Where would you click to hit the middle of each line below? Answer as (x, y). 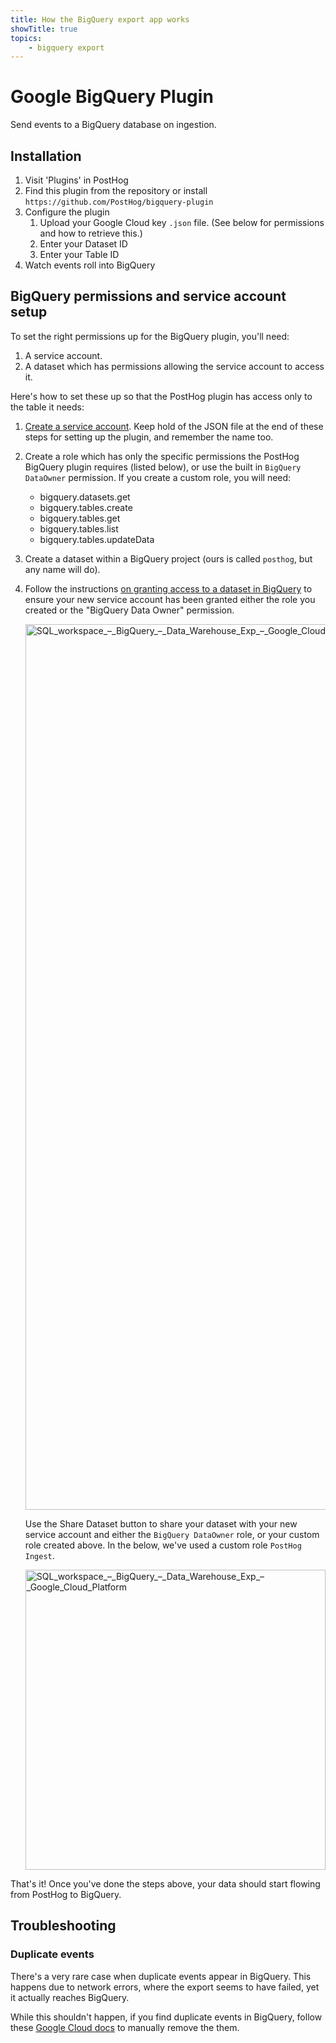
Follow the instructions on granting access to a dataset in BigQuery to (168, 588)
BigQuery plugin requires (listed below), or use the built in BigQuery (163, 467)
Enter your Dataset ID (83, 244)
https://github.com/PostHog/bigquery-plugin (119, 202)
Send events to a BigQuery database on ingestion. (113, 125)
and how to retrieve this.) (91, 233)
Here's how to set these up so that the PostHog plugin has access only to (161, 396)
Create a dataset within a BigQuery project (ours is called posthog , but (168, 558)
